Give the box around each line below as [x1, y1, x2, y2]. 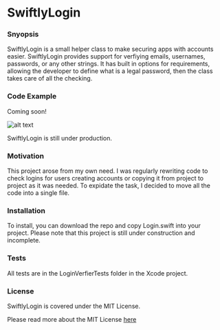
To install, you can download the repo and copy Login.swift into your [7, 222, 201, 230]
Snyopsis [7, 30, 39, 39]
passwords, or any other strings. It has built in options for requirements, [7, 60, 210, 68]
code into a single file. [7, 189, 70, 197]
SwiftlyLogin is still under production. [7, 134, 112, 142]
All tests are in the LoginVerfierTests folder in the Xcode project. [7, 269, 188, 277]
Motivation [7, 151, 45, 161]
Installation [7, 206, 46, 215]
